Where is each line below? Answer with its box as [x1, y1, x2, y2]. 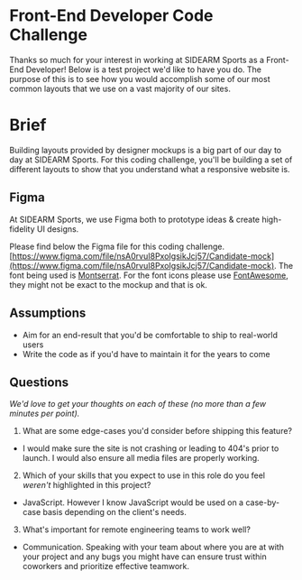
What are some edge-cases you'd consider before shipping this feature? [22, 426, 293, 437]
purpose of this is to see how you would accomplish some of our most [9, 73, 270, 84]
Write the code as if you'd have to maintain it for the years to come [22, 348, 270, 359]
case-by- [245, 497, 280, 508]
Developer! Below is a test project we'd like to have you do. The [25, 64, 261, 75]
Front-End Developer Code [9, 5, 214, 26]
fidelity [9, 223, 35, 235]
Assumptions [9, 306, 87, 321]
